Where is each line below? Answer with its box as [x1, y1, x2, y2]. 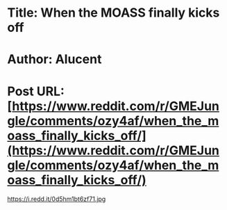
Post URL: [7, 83, 65, 99]
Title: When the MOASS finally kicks [7, 5, 220, 21]
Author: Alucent [7, 51, 102, 67]
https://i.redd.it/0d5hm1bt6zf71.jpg [7, 195, 106, 203]
